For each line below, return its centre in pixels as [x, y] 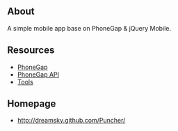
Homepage [32, 104]
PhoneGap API [38, 74]
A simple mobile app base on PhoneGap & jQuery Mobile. [89, 28]
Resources [31, 51]
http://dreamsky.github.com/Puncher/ [71, 121]
